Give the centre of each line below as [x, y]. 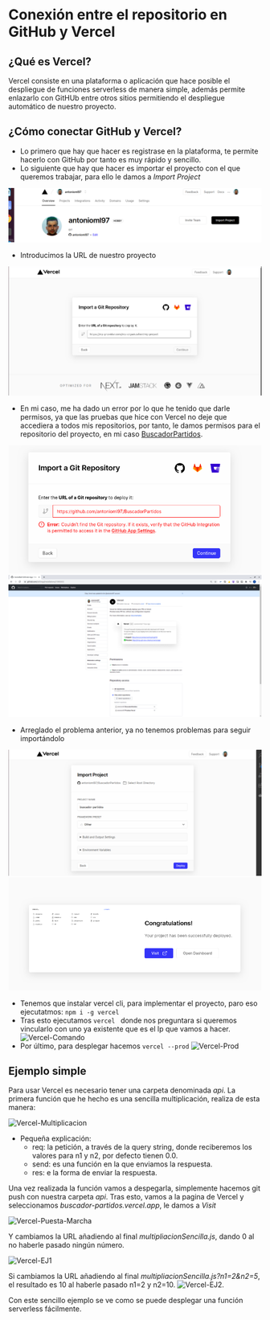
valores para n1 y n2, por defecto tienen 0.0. [105, 1156]
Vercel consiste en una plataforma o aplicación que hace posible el [119, 81]
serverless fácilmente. [45, 1309]
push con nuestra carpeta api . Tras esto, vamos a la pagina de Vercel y [126, 1197]
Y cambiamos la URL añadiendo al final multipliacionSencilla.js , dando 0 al [131, 1236]
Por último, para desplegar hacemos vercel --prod [104, 1046]
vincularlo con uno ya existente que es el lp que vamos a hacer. [125, 1029]
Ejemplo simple [47, 1071]
